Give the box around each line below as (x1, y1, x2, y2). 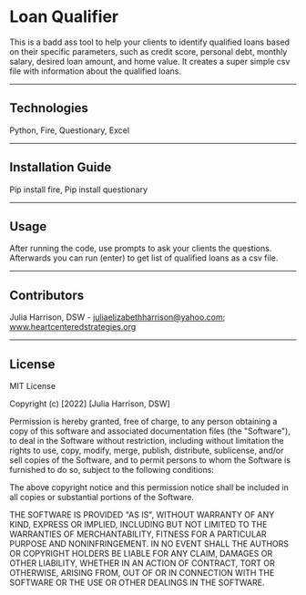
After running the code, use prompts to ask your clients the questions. (9, 243, 272, 254)
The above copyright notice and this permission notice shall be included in (9, 482, 289, 493)
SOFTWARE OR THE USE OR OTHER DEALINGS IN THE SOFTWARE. (9, 577, 265, 588)
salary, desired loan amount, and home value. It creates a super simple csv (9, 56, 291, 67)
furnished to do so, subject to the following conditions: (9, 465, 214, 475)
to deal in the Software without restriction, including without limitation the (9, 436, 284, 446)
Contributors (9, 287, 85, 303)
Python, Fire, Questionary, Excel (9, 125, 130, 136)
